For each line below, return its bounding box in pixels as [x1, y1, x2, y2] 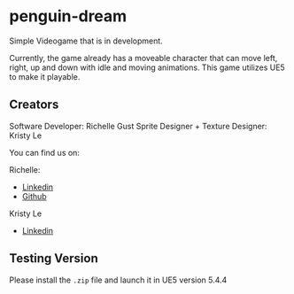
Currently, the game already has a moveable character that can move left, [9, 52, 278, 63]
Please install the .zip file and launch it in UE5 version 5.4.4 [9, 275, 228, 285]
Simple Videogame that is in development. [9, 35, 164, 46]
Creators [9, 97, 59, 112]
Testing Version [9, 251, 99, 267]
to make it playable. [9, 71, 81, 81]
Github [21, 190, 47, 201]
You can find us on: [9, 147, 80, 158]
